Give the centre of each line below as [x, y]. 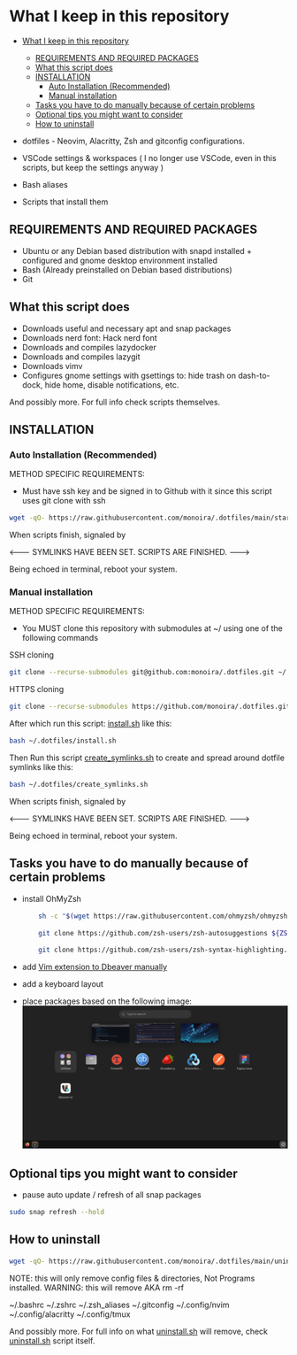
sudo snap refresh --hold [57, 1213]
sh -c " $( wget [64, 916]
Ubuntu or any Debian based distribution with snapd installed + [137, 250]
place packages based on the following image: [107, 1001]
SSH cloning [32, 655]
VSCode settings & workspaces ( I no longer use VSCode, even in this [149, 158]
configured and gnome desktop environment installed [120, 260]
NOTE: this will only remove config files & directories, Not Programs [132, 1278]
